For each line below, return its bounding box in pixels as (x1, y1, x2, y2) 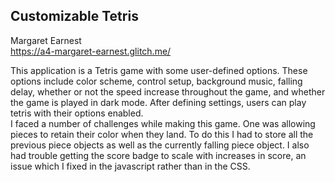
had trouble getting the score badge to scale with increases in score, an (10, 149, 307, 161)
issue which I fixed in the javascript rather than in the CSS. (10, 160, 251, 172)
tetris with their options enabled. (10, 107, 144, 119)
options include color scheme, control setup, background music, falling (10, 75, 303, 87)
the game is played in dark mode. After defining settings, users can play (10, 96, 307, 108)
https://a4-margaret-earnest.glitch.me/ (10, 45, 172, 57)
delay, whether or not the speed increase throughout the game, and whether (10, 85, 326, 98)
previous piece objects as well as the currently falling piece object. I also (10, 139, 310, 151)
